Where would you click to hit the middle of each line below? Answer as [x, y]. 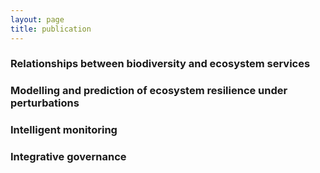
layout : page [37, 19]
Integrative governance [68, 157]
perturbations [45, 103]
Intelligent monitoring [64, 130]
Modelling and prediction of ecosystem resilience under [149, 91]
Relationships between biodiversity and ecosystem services [160, 64]
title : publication [51, 29]
